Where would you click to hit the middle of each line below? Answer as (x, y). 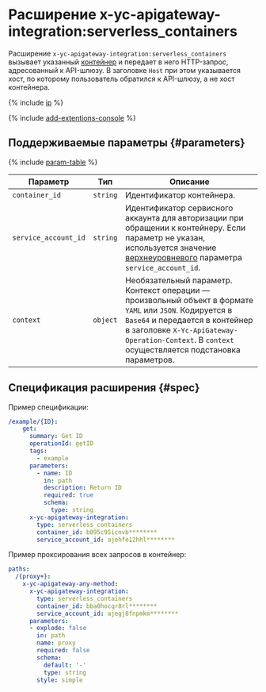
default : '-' (65, 665)
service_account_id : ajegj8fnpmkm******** (108, 613)
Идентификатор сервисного (179, 208)
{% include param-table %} (53, 162)
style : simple (60, 680)
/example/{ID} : (33, 421)
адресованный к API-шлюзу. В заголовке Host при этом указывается (125, 70)
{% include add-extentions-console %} (72, 117)
